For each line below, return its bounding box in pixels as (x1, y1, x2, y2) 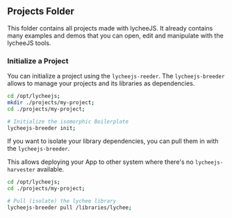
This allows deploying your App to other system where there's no (7, 158, 194, 166)
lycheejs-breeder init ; (7, 124, 76, 131)
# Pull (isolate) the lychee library (7, 198, 117, 205)
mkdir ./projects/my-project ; (7, 99, 95, 106)
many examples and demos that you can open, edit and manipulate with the (7, 31, 224, 40)
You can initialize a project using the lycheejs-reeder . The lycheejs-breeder (7, 72, 225, 81)
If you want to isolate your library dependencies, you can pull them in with (7, 137, 219, 145)
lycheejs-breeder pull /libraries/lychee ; (7, 204, 132, 211)
